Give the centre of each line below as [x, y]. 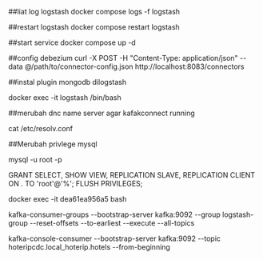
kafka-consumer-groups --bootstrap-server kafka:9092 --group [115, 214]
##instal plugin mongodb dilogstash [67, 82]
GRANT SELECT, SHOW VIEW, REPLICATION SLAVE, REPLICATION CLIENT [132, 175]
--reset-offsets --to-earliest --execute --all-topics [112, 223]
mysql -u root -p [35, 160]
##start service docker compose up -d [72, 42]
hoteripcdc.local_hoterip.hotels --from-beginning [89, 247]
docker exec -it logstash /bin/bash [65, 98]
